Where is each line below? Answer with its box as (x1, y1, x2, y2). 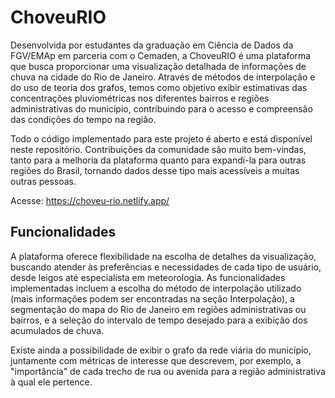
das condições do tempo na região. (10, 113, 157, 125)
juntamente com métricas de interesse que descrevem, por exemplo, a (10, 354, 302, 366)
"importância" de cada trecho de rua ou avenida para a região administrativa (10, 365, 326, 377)
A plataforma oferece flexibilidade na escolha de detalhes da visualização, (10, 250, 317, 262)
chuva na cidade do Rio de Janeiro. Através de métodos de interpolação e (10, 71, 316, 83)
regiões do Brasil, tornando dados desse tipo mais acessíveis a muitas (10, 164, 300, 176)
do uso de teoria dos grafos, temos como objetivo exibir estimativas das (10, 81, 308, 93)
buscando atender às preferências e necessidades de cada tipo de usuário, (10, 261, 322, 273)
